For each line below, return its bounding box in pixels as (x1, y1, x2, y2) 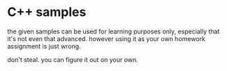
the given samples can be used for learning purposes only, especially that (7, 27, 220, 35)
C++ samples (7, 4, 87, 20)
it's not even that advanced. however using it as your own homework (7, 34, 206, 42)
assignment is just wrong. (7, 42, 82, 50)
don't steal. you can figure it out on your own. (7, 55, 138, 63)
